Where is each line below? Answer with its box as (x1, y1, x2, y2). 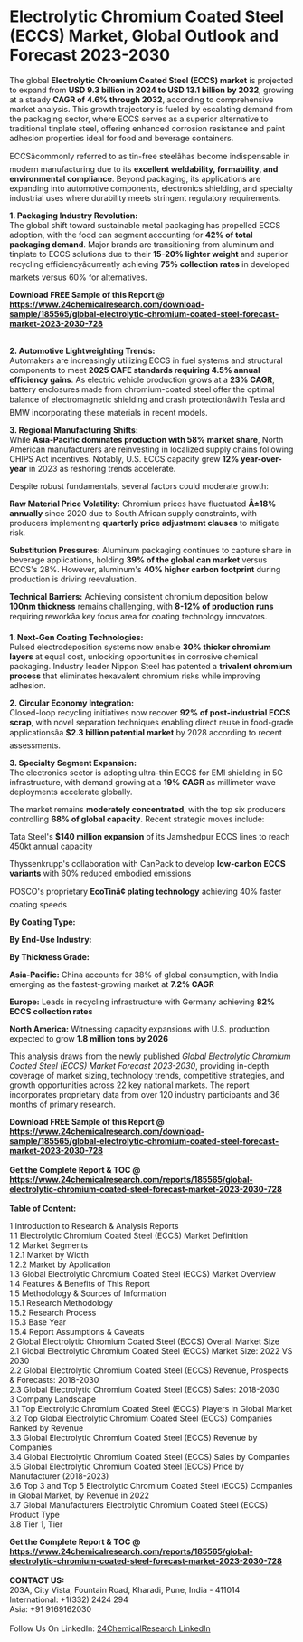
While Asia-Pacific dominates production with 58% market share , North (9, 434, 284, 445)
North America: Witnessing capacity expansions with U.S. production (9, 1023, 270, 1034)
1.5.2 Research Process (9, 1307, 97, 1318)
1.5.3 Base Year (9, 1316, 67, 1328)
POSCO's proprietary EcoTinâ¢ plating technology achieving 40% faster (9, 886, 282, 897)
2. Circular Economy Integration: (9, 697, 135, 708)
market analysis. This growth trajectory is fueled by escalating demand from (9, 103, 294, 114)
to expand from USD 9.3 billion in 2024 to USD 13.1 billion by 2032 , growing (9, 84, 294, 95)
